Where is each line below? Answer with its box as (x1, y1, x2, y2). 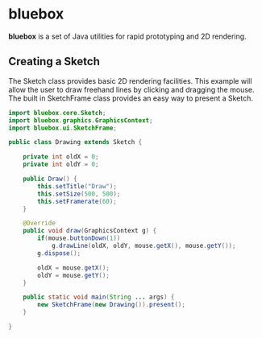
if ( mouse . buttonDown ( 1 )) (37, 234, 121, 242)
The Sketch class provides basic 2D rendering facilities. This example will (8, 76, 252, 85)
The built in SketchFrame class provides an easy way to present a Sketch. (8, 93, 254, 103)
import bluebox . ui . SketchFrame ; (8, 124, 117, 132)
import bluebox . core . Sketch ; (8, 109, 106, 117)
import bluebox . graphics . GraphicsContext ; (8, 116, 153, 125)
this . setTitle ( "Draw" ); (37, 182, 117, 190)
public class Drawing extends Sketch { (8, 138, 143, 146)
